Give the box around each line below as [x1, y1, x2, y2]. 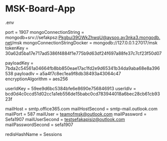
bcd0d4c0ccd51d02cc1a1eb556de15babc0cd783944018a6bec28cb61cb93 [5, 91, 161, 97]
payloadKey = [5, 60, 34, 66]
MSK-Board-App [5, 3, 76, 14]
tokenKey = [5, 45, 29, 51]
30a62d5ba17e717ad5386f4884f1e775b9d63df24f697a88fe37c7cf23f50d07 [5, 50, 162, 56]
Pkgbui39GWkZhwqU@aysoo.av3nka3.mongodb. [58, 34, 161, 40]
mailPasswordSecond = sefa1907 [5, 122, 73, 128]
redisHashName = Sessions [5, 131, 62, 137]
